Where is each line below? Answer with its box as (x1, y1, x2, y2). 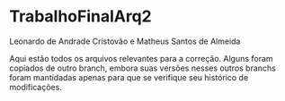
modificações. (9, 81, 63, 92)
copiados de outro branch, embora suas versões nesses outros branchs (9, 63, 277, 73)
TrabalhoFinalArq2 (9, 6, 152, 27)
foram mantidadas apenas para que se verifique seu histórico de (9, 72, 249, 82)
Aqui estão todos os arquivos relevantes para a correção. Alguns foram (9, 53, 273, 63)
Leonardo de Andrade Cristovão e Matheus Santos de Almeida (9, 36, 241, 46)
